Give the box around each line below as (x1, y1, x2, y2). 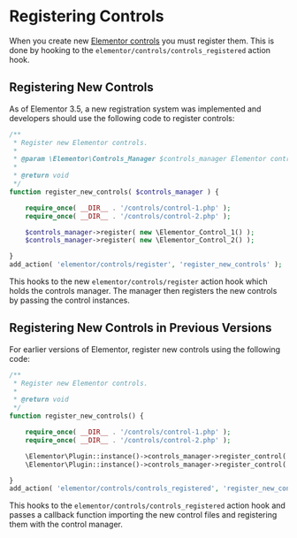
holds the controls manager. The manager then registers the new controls (9, 286, 278, 296)
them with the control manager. (9, 519, 124, 530)
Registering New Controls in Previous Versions (9, 320, 272, 335)
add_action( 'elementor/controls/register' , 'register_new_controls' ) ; (9, 260, 283, 269)
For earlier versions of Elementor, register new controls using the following (9, 343, 281, 355)
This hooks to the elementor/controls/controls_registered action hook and (9, 500, 286, 511)
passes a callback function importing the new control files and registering (9, 510, 278, 520)
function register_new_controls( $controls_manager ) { (9, 188, 219, 196)
